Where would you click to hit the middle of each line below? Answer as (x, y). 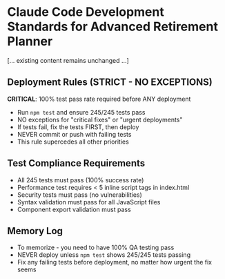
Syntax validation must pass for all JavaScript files (89, 202)
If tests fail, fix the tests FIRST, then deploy (78, 127)
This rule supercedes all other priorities (73, 142)
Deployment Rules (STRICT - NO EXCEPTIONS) (110, 83)
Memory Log (35, 231)
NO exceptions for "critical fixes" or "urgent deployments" (100, 119)
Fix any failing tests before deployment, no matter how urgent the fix (115, 262)
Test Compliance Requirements (76, 163)
